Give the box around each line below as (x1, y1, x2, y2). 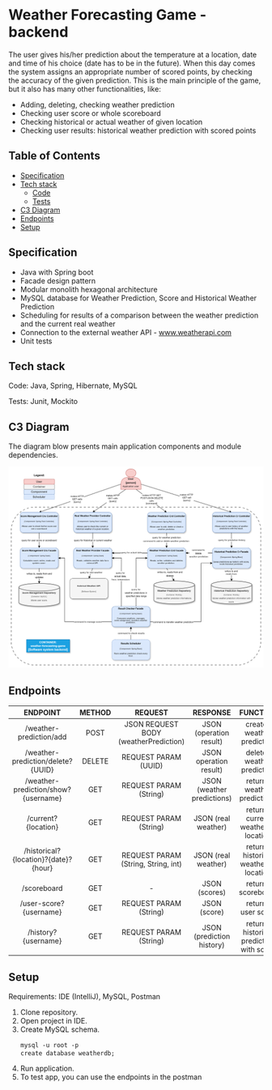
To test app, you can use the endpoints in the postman (19, 1071, 202, 1082)
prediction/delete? (11, 756, 73, 766)
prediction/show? (13, 785, 71, 794)
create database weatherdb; (19, 1049, 115, 1058)
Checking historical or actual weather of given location (19, 117, 203, 126)
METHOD (79, 707, 112, 717)
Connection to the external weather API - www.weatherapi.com (19, 327, 232, 337)
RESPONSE (193, 707, 232, 717)
